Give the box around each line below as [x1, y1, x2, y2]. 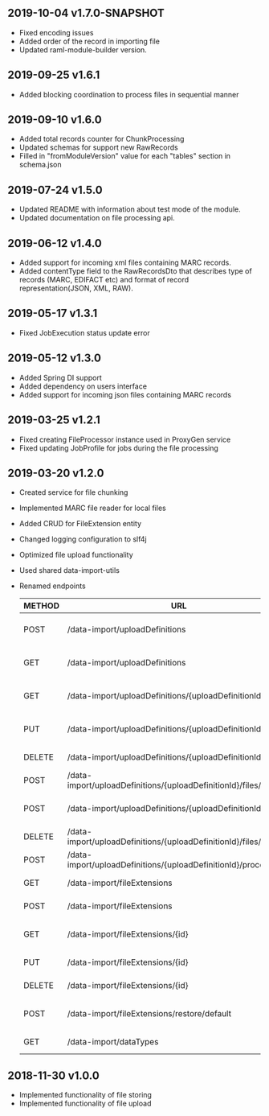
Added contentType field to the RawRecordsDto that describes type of [18, 266, 252, 276]
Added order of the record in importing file [18, 36, 160, 46]
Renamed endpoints [18, 581, 86, 591]
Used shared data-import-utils [18, 566, 120, 575]
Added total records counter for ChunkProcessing [18, 134, 185, 144]
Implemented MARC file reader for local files [18, 503, 166, 513]
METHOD [22, 600, 59, 612]
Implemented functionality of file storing [18, 1090, 152, 1100]
